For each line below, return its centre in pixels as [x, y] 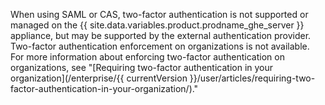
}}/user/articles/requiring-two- [252, 78]
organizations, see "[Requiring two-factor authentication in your [142, 67]
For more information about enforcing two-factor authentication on [147, 57]
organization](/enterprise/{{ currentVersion [99, 78]
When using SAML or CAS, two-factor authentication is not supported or [159, 14]
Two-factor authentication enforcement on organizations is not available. [160, 46]
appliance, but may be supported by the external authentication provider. [161, 35]
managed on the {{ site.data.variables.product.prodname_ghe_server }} [157, 25]
